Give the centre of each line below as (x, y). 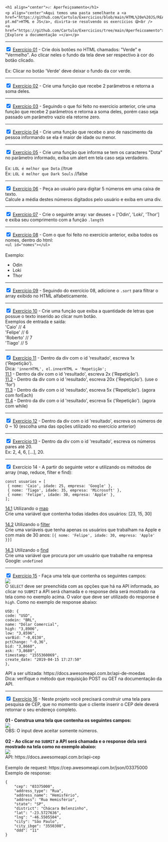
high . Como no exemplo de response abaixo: (51, 602)
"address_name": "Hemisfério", (47, 795)
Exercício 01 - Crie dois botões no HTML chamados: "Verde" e (76, 49)
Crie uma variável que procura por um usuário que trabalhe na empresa (79, 555)
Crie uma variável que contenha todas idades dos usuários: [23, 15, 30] (78, 514)
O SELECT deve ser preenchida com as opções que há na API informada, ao (82, 586)
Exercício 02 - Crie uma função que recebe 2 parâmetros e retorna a (83, 86)
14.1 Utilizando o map (27, 508)
